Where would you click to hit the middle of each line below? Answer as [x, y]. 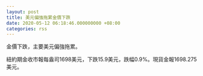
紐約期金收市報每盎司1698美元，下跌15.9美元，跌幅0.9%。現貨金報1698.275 [101, 59]
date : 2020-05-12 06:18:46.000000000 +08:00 [63, 23]
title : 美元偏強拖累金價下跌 [38, 17]
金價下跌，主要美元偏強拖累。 [43, 46]
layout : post [23, 12]
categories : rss [27, 29]
